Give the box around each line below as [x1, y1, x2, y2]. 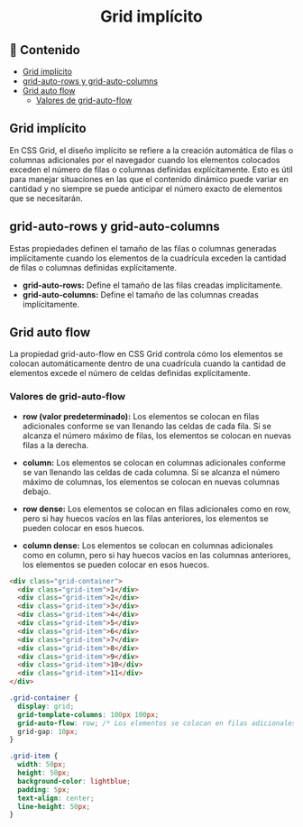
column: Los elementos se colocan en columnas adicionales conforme [22, 457, 286, 468]
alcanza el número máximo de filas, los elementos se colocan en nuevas [22, 430, 291, 441]
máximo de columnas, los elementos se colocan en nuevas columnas [22, 476, 280, 487]
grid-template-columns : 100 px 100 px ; [17, 710, 160, 719]
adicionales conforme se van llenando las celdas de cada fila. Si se [22, 420, 272, 431]
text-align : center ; [17, 794, 95, 803]
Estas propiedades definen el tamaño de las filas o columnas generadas [9, 243, 277, 253]
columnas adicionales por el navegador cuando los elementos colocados [9, 154, 280, 165]
